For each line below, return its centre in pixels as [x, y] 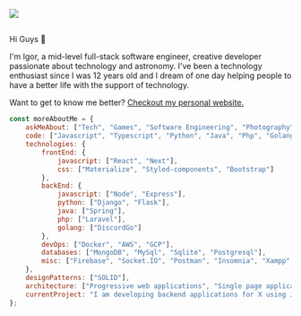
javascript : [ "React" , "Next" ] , [117, 161]
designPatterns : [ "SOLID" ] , [77, 278]
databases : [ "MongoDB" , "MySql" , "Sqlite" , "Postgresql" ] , [154, 253]
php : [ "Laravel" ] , [91, 219]
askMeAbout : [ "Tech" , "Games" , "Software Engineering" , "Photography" [160, 127]
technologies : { [56, 145]
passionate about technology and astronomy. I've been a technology [136, 66]
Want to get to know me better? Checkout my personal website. [127, 102]
